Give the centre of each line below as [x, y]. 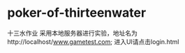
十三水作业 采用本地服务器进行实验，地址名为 [72, 33]
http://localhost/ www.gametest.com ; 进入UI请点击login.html [93, 41]
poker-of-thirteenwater [77, 13]
